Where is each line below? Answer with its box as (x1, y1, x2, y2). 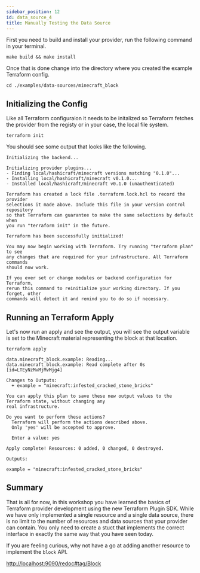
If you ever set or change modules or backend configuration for (6, 275, 172, 281)
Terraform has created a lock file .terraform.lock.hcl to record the (6, 191, 186, 197)
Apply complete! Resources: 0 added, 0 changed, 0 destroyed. (6, 446, 164, 452)
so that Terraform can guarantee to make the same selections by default (6, 212, 194, 218)
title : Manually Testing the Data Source (6, 20, 111, 26)
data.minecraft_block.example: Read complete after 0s (6, 362, 146, 368)
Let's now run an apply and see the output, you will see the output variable (6, 328, 190, 335)
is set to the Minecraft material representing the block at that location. (6, 334, 178, 342)
